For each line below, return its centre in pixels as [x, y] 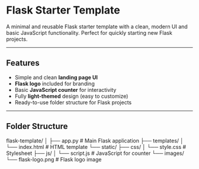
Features [23, 63]
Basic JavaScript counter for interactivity [65, 90]
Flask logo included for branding [54, 84]
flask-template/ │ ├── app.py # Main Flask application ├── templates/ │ [95, 140]
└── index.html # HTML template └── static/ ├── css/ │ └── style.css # [96, 147]
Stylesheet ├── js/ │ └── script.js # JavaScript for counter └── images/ [95, 153]
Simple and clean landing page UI [56, 77]
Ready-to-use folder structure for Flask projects [73, 102]
